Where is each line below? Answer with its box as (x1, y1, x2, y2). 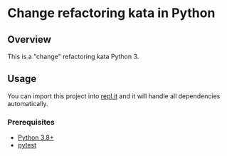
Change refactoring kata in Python (7, 5, 216, 21)
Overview (7, 33, 52, 46)
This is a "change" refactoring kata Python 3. (7, 52, 139, 61)
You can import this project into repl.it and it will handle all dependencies (7, 91, 221, 100)
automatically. (7, 99, 48, 108)
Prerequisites (7, 117, 55, 127)
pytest (17, 141, 37, 150)
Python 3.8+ (17, 133, 55, 142)
